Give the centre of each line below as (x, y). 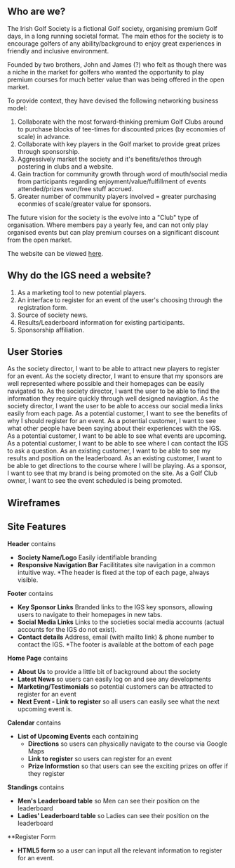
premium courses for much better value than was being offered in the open (116, 79)
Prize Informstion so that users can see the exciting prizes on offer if (128, 766)
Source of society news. (53, 315)
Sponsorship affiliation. (51, 330)
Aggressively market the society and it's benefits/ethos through (109, 159)
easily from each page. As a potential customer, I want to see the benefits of (117, 413)
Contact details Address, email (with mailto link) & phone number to (116, 637)
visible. (28, 580)
